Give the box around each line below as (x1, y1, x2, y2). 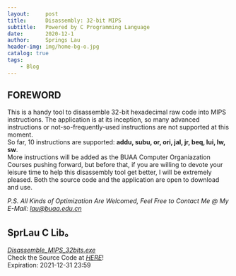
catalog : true (7, 50, 49, 57)
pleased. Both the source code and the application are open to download (7, 176, 220, 184)
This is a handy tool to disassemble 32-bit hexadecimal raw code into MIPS (7, 108, 226, 117)
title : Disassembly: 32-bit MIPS (7, 17, 122, 24)
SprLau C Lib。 (7, 226, 74, 238)
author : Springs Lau (7, 37, 81, 44)
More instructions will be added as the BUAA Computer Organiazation (7, 153, 211, 161)
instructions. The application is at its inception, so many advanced (7, 115, 200, 124)
